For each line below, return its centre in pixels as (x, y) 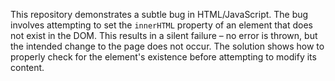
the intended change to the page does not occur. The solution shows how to (167, 46)
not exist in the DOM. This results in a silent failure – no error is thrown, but (164, 35)
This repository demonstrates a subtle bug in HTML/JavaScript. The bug (159, 14)
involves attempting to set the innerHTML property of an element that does (161, 25)
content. (27, 67)
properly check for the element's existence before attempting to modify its (163, 57)
